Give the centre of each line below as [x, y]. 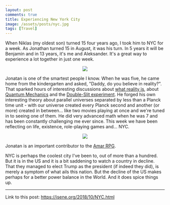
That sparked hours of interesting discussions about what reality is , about [82, 89]
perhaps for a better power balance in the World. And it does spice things [82, 177]
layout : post [19, 10]
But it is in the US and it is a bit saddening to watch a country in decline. [80, 161]
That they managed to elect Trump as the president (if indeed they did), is [82, 167]
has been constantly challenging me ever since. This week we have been [81, 121]
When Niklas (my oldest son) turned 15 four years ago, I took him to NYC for [84, 43]
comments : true [21, 15]
